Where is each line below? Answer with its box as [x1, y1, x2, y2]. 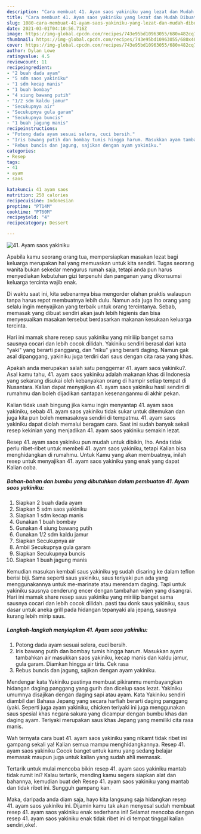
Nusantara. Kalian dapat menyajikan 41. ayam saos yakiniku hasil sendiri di [7, 384, 190, 390]
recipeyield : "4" [7, 214, 50, 220]
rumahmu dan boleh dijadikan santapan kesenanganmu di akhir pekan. [7, 390, 181, 397]
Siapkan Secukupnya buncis [15, 550, 85, 557]
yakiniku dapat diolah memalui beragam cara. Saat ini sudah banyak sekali [7, 420, 190, 427]
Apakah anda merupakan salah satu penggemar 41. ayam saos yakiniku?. [7, 365, 187, 371]
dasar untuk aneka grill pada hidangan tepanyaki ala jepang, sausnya [7, 606, 177, 613]
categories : [7, 148, 36, 154]
